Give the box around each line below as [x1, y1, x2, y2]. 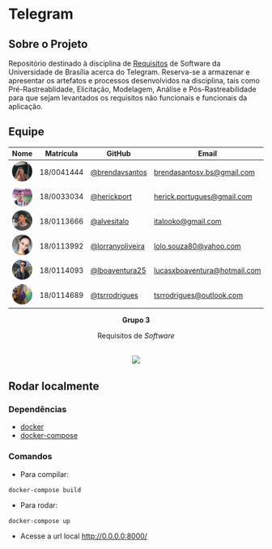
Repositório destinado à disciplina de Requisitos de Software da [8, 58, 221, 68]
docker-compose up [8, 517, 70, 525]
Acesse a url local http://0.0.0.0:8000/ [19, 531, 148, 541]
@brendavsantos [90, 167, 147, 177]
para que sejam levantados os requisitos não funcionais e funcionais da [8, 93, 248, 102]
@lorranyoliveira [90, 240, 146, 251]
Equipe [8, 125, 45, 138]
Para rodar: [19, 500, 58, 510]
